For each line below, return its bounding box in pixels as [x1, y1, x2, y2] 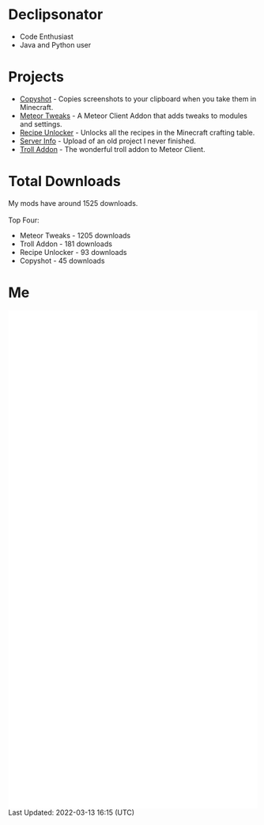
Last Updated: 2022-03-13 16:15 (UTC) [8, 808, 135, 817]
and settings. [19, 119, 62, 128]
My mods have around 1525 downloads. [8, 198, 138, 207]
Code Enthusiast [19, 32, 74, 41]
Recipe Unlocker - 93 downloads [19, 247, 127, 257]
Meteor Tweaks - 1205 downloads [19, 230, 131, 240]
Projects [8, 68, 65, 86]
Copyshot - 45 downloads [19, 256, 105, 265]
